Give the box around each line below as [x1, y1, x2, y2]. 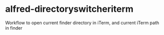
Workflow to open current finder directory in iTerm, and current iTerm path [5, 20, 159, 26]
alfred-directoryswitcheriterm [5, 3, 134, 15]
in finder [5, 25, 23, 31]
